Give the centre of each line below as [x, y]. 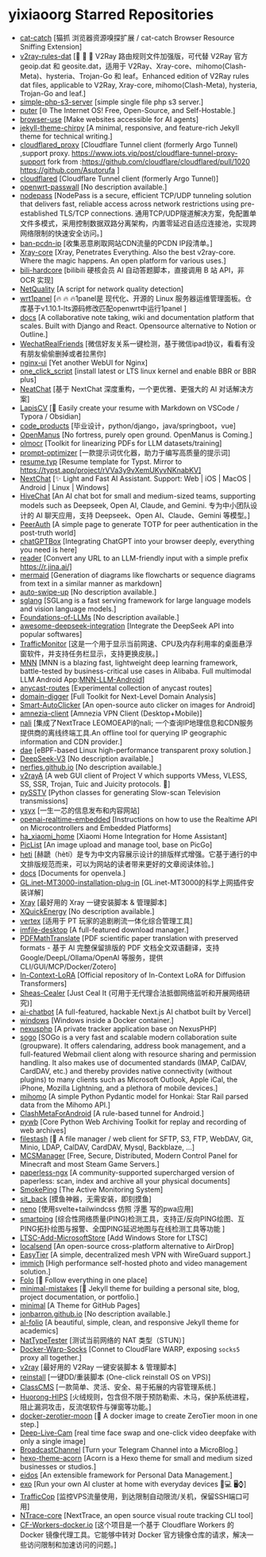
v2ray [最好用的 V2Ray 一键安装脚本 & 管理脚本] [98, 1367]
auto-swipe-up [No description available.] [88, 591]
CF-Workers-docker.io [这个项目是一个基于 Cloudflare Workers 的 [127, 1524]
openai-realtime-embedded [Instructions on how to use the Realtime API [139, 819]
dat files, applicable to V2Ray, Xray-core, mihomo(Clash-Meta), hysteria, [139, 84]
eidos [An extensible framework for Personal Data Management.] [126, 1475]
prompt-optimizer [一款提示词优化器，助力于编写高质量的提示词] [125, 452]
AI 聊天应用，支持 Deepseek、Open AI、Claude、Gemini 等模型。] [143, 515]
